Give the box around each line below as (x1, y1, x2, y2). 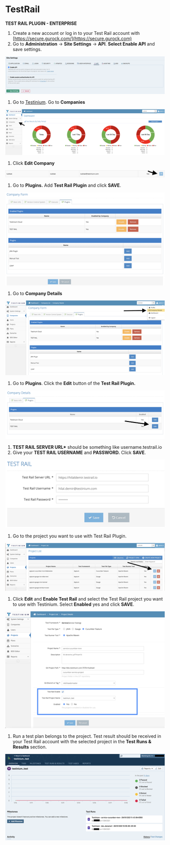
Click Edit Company (12, 160, 55, 166)
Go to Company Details (12, 290, 62, 297)
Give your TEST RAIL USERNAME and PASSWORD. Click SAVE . (12, 449, 146, 456)
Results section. (12, 744, 47, 750)
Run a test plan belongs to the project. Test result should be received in (12, 733, 161, 739)
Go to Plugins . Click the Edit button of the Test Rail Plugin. (12, 380, 136, 386)
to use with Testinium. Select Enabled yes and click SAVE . (12, 601, 135, 608)
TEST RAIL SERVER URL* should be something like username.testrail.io (12, 444, 162, 450)
